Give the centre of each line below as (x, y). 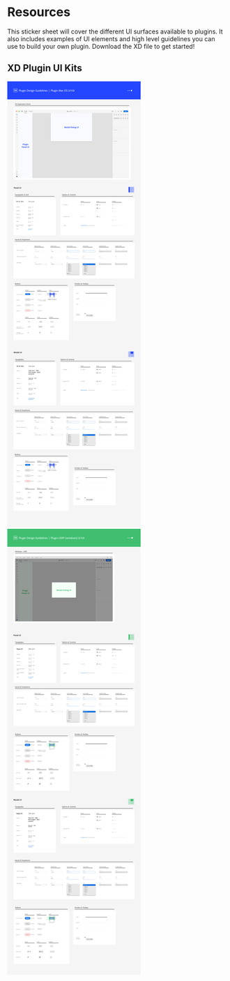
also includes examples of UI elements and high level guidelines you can (111, 38)
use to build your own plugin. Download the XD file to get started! (101, 46)
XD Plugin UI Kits (45, 68)
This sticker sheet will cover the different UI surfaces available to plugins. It (115, 31)
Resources (39, 12)
